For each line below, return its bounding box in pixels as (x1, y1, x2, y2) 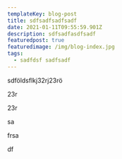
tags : (7, 50, 23, 57)
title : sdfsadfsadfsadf (7, 17, 78, 24)
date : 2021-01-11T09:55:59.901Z (7, 23, 102, 31)
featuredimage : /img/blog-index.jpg (7, 43, 115, 50)
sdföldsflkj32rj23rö (7, 76, 63, 84)
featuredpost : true (7, 37, 65, 44)
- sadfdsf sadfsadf (13, 57, 71, 64)
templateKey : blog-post (7, 10, 78, 18)
